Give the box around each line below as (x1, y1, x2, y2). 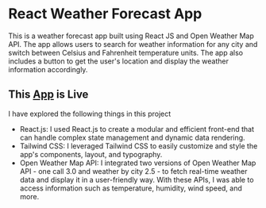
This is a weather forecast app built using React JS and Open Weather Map (8, 31, 254, 40)
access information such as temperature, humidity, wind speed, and (19, 183, 242, 193)
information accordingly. (8, 64, 88, 74)
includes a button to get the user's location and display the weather (8, 56, 229, 66)
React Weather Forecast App (8, 5, 202, 23)
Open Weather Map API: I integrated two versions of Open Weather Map (19, 158, 256, 168)
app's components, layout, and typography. (19, 149, 163, 159)
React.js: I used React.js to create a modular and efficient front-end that (19, 124, 254, 133)
